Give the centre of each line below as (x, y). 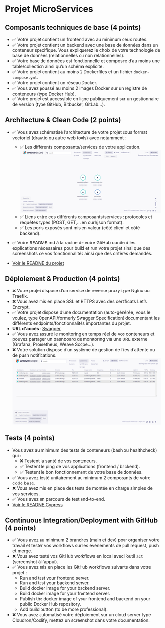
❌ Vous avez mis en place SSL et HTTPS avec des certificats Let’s (80, 301)
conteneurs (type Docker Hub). (44, 94)
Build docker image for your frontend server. (65, 593)
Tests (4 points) (30, 438)
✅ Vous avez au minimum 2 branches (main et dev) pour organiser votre (86, 540)
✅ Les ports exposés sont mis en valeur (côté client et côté (80, 227)
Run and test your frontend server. (55, 578)
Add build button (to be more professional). (63, 609)
